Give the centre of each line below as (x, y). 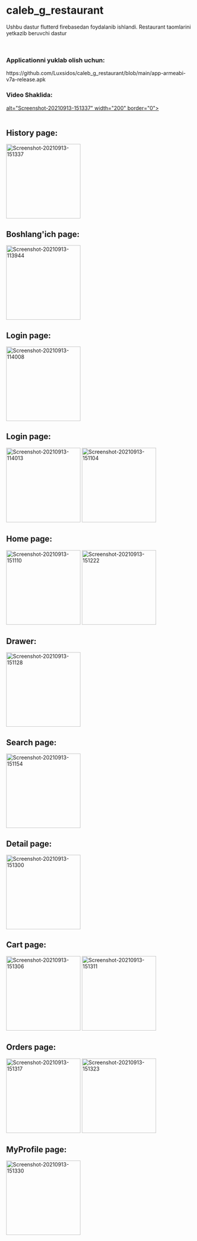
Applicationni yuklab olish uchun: (55, 60)
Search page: (31, 742)
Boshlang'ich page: (43, 234)
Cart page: (26, 945)
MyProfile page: (36, 1150)
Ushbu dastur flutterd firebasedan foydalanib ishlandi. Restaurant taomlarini (99, 27)
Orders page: (31, 1047)
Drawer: (21, 641)
